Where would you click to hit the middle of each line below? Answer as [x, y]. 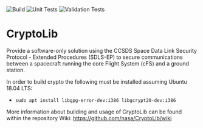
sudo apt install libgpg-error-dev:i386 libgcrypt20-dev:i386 [95, 100]
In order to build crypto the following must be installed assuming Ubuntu [97, 81]
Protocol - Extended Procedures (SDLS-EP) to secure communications [95, 57]
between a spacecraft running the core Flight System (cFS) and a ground [98, 63]
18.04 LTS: [19, 88]
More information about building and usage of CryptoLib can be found [94, 112]
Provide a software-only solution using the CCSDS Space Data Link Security [102, 50]
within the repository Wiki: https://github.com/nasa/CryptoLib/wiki [89, 118]
